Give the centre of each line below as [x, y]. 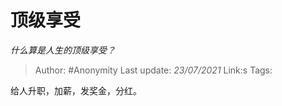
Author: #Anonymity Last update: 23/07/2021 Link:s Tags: [153, 70]
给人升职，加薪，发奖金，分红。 [76, 90]
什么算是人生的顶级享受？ [63, 50]
